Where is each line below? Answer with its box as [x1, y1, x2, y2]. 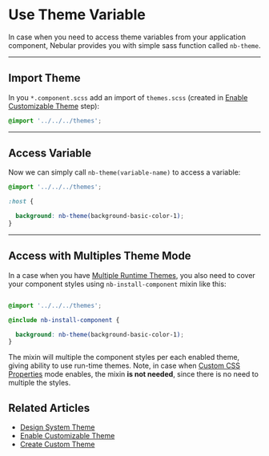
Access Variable [8, 147, 92, 160]
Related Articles [8, 401, 90, 414]
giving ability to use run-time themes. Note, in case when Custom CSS [8, 361, 241, 370]
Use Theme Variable [8, 6, 146, 24]
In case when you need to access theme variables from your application [8, 32, 247, 42]
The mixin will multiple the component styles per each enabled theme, [8, 353, 240, 362]
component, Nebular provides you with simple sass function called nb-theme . [8, 40, 261, 50]
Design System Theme [19, 422, 95, 432]
